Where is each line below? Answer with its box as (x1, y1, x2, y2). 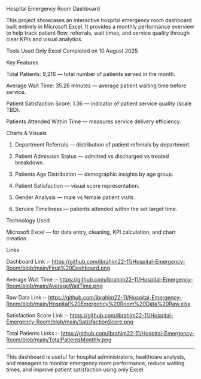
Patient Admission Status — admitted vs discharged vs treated (14, 152, 169, 160)
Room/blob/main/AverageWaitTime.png (6, 282, 103, 289)
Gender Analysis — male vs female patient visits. (14, 194, 136, 201)
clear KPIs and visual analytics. (6, 36, 83, 42)
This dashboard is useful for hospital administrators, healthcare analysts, (6, 353, 186, 360)
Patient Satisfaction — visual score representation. (14, 182, 140, 189)
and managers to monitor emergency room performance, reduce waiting (6, 360, 185, 366)
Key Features (6, 59, 39, 66)
